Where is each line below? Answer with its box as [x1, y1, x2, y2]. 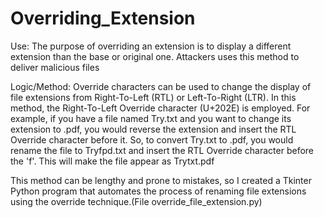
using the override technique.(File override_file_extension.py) [10, 195, 263, 207]
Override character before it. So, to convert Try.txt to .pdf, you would [10, 133, 294, 146]
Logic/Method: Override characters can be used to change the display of [10, 80, 312, 92]
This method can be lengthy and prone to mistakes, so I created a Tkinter [10, 174, 312, 186]
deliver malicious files [10, 61, 100, 73]
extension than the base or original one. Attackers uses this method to [10, 50, 300, 62]
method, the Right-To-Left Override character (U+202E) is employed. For [10, 102, 311, 114]
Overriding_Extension [10, 7, 196, 30]
